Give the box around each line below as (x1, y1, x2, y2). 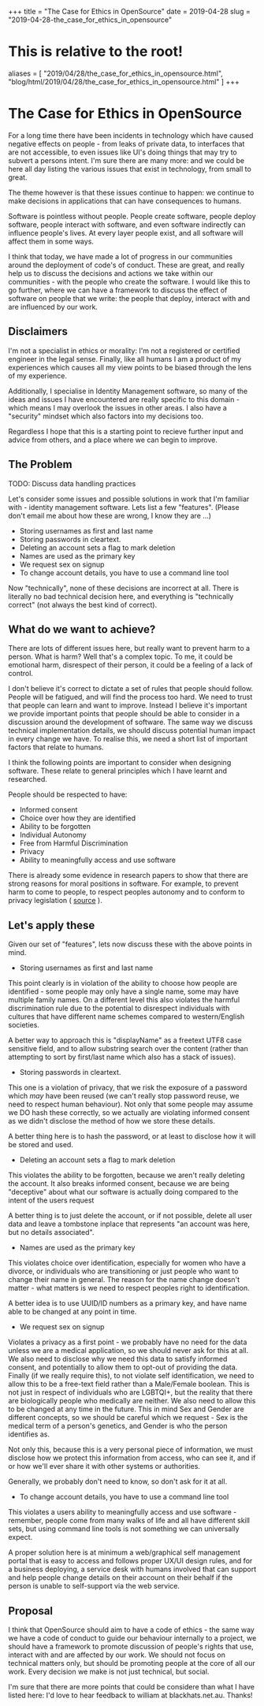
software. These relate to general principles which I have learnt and (8, 766, 227, 775)
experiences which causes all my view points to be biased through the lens (8, 362, 252, 372)
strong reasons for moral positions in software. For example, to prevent (8, 879, 239, 889)
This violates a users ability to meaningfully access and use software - (8, 1507, 237, 1517)
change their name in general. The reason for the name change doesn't (8, 1275, 240, 1284)
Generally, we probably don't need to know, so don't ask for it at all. (8, 1477, 228, 1486)
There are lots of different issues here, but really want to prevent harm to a (8, 644, 251, 653)
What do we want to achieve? (8, 623, 156, 636)
